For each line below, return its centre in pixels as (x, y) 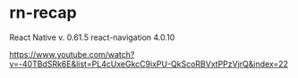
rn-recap (43, 13)
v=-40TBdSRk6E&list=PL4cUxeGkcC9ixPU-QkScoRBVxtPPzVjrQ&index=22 (149, 64)
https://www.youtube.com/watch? (72, 54)
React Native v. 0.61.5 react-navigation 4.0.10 (92, 37)
